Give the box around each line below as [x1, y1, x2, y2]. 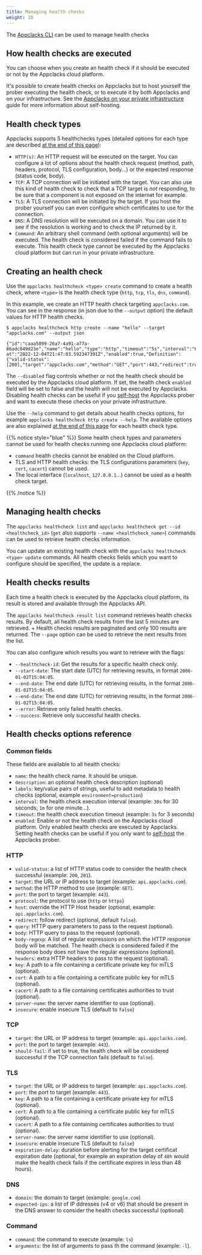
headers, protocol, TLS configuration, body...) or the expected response [14, 166, 194, 173]
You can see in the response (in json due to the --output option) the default [6, 306, 194, 314]
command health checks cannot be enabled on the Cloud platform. [14, 452, 176, 459]
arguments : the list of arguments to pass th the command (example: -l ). [14, 1242, 191, 1249]
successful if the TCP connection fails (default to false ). [14, 1053, 155, 1061]
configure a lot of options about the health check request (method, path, [14, 160, 194, 167]
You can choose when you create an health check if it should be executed [6, 64, 189, 72]
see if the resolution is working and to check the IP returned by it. [14, 223, 177, 231]
